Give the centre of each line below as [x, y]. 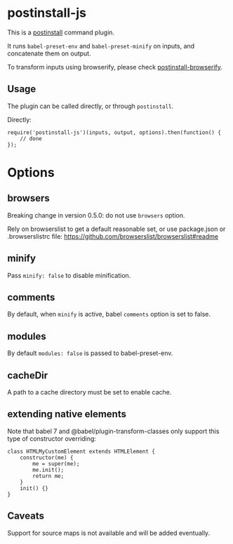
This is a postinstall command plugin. [61, 32]
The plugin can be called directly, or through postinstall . [91, 106]
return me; [48, 476]
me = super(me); [56, 464]
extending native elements [67, 414]
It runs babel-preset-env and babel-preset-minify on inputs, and [101, 46]
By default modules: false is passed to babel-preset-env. [90, 353]
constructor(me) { [47, 458]
